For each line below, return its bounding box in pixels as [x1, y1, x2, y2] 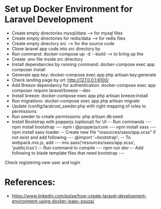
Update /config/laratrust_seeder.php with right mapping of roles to [11, 103, 146, 109]
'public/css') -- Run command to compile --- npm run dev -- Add [11, 145, 143, 151]
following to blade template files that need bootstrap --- [11, 150, 125, 156]
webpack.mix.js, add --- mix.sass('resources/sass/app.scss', [11, 139, 135, 145]
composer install [11, 66, 46, 72]
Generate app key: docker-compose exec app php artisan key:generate [11, 72, 157, 78]
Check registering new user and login [4, 159, 80, 165]
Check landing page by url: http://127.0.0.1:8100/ [11, 77, 109, 83]
